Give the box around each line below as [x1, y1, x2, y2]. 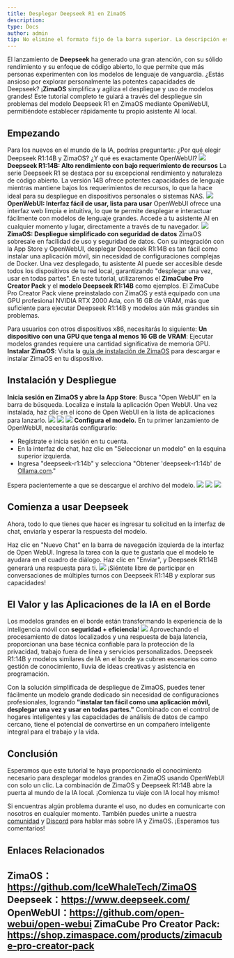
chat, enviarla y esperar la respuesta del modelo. [7, 527, 148, 535]
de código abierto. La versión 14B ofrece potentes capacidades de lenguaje [7, 176, 225, 185]
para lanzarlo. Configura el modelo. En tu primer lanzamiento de [7, 416, 219, 424]
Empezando [7, 127, 61, 139]
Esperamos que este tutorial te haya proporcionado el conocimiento [7, 766, 202, 775]
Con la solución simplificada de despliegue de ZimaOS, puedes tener [7, 683, 205, 692]
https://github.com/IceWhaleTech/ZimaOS [7, 881, 197, 893]
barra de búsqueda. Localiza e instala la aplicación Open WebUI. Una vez [7, 400, 218, 408]
